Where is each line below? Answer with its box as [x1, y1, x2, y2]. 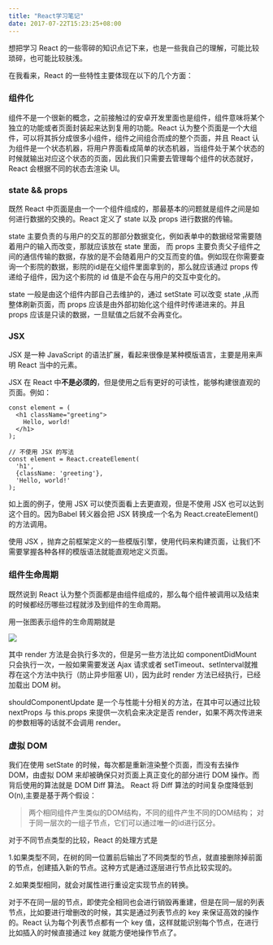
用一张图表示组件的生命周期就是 [8, 616, 115, 627]
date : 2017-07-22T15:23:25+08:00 [8, 20, 122, 28]
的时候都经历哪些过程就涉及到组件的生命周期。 [8, 599, 165, 609]
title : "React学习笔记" [8, 11, 84, 20]
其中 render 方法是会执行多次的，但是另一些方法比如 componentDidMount [8, 649, 258, 659]
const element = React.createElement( [8, 455, 140, 464]
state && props [8, 184, 68, 195]
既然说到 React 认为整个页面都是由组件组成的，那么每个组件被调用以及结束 [8, 589, 260, 599]
